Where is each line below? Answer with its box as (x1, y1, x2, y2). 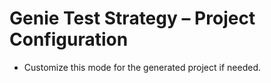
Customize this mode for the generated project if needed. (23, 61, 261, 73)
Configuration (9, 28, 129, 51)
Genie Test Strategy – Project (9, 7, 256, 30)
